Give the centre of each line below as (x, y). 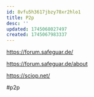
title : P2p (20, 18)
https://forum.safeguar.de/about (47, 64)
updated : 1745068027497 (37, 29)
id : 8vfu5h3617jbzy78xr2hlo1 (44, 12)
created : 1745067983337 (37, 35)
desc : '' (18, 23)
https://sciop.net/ (28, 76)
